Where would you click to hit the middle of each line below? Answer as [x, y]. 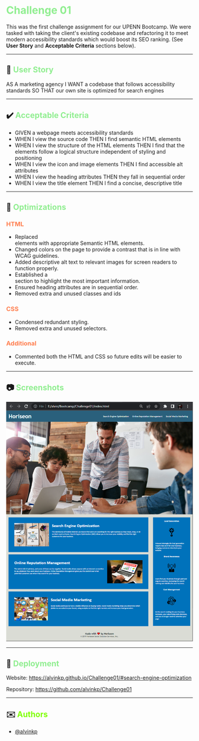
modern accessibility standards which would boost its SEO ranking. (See [95, 39]
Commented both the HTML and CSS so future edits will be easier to [98, 356]
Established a [31, 275]
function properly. [37, 269]
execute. [25, 363]
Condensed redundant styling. [52, 322]
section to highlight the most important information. [77, 281]
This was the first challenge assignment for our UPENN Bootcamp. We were [99, 27]
